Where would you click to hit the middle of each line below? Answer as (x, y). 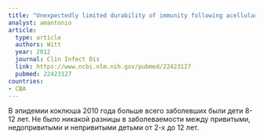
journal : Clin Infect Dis (58, 60)
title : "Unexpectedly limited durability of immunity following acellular (133, 15)
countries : (26, 81)
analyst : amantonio (40, 23)
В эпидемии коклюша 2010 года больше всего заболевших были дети (126, 111)
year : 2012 (33, 52)
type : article (38, 37)
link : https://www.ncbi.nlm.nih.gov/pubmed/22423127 (103, 67)
